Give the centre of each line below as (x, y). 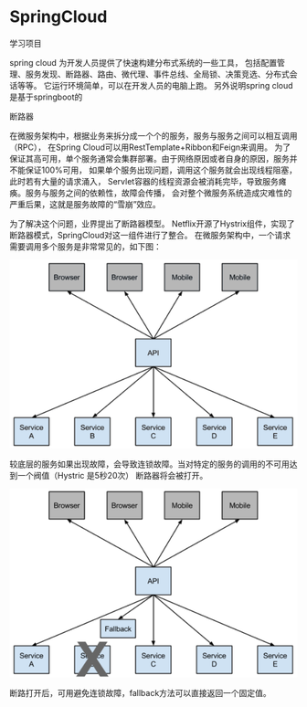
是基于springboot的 (46, 97)
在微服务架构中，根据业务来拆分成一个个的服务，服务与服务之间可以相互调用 (153, 135)
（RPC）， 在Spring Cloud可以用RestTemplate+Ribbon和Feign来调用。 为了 (150, 147)
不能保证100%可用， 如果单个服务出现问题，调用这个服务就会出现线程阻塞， (153, 170)
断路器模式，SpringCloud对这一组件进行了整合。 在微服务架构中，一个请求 (150, 235)
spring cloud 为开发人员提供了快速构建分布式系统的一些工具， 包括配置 (143, 62)
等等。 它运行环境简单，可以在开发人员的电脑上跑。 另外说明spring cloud (155, 85)
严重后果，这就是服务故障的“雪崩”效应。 (85, 204)
